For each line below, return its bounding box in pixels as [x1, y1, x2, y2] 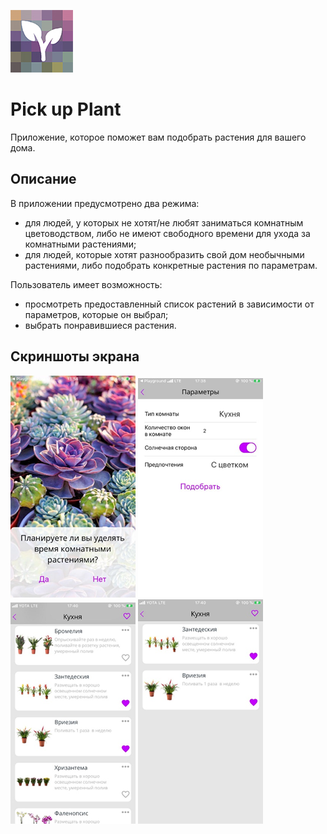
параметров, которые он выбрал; [24, 308, 169, 320]
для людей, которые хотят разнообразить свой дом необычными [24, 248, 305, 260]
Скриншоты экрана [10, 348, 140, 365]
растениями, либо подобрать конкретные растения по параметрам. [24, 259, 318, 271]
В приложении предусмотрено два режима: [10, 197, 200, 209]
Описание [10, 171, 77, 188]
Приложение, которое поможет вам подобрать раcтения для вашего [10, 131, 307, 143]
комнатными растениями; [24, 238, 137, 250]
